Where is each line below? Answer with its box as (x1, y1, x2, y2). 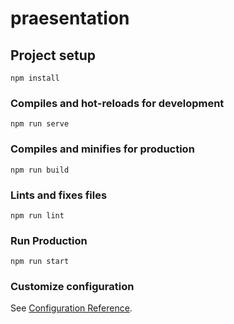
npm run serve (10, 119, 70, 129)
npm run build (10, 165, 70, 175)
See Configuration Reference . (10, 302, 133, 314)
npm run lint (10, 210, 65, 221)
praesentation (10, 7, 130, 30)
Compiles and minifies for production (10, 142, 195, 156)
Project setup (10, 47, 97, 64)
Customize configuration (10, 280, 135, 294)
